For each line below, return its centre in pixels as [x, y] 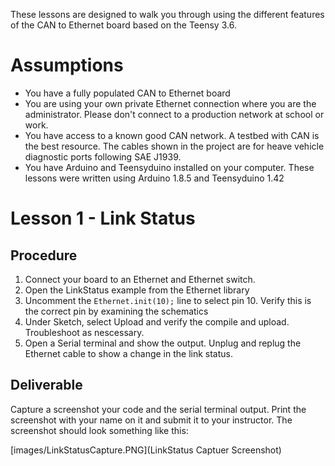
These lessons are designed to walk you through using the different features [167, 14]
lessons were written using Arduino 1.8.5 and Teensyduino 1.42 [154, 178]
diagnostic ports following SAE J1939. [103, 156]
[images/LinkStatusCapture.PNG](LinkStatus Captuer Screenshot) [146, 450]
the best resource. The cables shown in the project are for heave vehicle [174, 146]
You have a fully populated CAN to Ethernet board [127, 93]
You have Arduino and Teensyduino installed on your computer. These [169, 167]
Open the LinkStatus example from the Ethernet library [137, 290]
